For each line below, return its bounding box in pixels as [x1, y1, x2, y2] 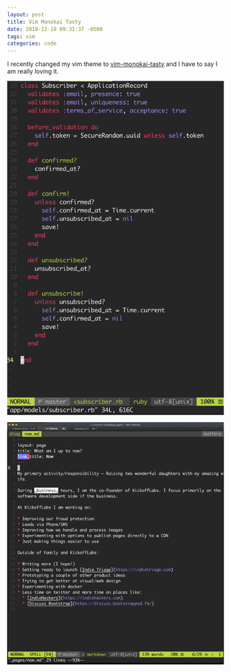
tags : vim [7, 33, 36, 40]
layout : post [7, 11, 45, 18]
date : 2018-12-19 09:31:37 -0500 [7, 25, 103, 32]
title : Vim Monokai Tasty [7, 18, 81, 25]
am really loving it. [7, 67, 59, 76]
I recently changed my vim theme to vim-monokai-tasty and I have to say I [7, 60, 218, 68]
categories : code [7, 40, 57, 48]
